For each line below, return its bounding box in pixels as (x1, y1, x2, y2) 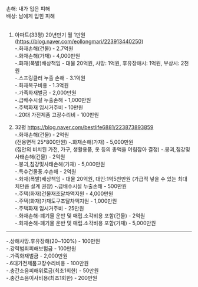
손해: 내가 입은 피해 (6, 5, 50, 12)
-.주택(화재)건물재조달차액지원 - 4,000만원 (14, 190, 114, 197)
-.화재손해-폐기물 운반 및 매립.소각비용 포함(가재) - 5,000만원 (14, 220, 156, 226)
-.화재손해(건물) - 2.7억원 (14, 45, 74, 52)
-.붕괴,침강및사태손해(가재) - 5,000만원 (14, 161, 105, 167)
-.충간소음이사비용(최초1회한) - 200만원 (6, 275, 98, 281)
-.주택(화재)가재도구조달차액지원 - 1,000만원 (14, 197, 117, 204)
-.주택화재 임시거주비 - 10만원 (14, 104, 84, 111)
